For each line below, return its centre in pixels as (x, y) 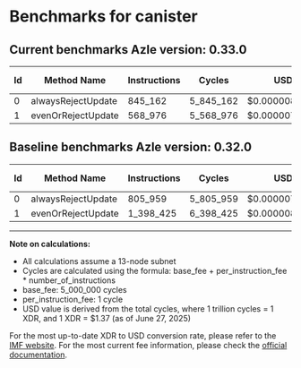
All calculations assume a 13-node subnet (99, 261)
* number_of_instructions (69, 280)
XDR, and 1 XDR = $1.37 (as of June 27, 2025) (106, 318)
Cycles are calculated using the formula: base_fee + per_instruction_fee (155, 270)
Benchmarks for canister (104, 17)
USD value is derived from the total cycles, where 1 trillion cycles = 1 (148, 308)
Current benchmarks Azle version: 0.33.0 (128, 50)
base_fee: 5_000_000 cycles (74, 289)
